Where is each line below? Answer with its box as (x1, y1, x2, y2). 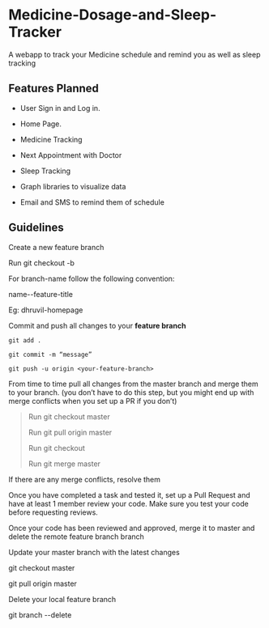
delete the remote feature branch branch (8, 532, 144, 541)
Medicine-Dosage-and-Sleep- (8, 6, 217, 24)
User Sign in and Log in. (19, 103, 100, 112)
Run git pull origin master (28, 427, 113, 437)
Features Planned (8, 82, 100, 95)
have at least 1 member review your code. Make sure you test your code (8, 499, 249, 508)
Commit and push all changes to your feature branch (8, 320, 186, 330)
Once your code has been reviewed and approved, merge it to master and (8, 523, 255, 533)
